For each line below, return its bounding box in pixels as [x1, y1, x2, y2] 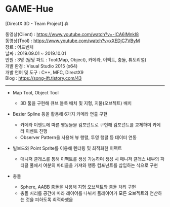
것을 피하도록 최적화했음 [25, 196, 73, 202]
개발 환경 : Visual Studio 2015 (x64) [5, 63, 78, 69]
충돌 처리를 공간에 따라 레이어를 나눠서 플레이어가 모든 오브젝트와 [20, 190, 149, 196]
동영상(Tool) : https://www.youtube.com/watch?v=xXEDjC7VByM [5, 38, 140, 44]
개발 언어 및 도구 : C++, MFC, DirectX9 [5, 69, 84, 75]
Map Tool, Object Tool [12, 89, 59, 95]
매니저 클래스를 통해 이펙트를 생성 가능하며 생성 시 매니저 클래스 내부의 [20, 156, 159, 162]
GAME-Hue [5, 3, 54, 15]
